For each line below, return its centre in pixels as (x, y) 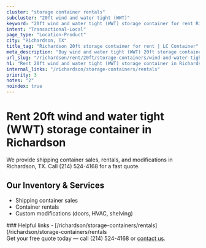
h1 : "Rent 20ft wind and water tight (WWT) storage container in (91, 63)
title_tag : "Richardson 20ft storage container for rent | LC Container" (103, 47)
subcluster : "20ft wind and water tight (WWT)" (68, 18)
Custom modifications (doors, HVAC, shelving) (74, 213)
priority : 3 (21, 75)
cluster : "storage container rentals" (56, 12)
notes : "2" (20, 80)
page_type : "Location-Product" (46, 35)
